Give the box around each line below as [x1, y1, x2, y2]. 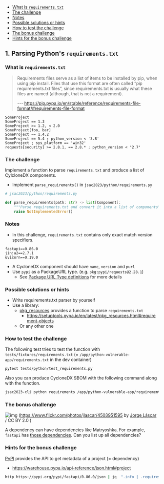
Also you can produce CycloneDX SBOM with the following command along [5, 375, 157, 381]
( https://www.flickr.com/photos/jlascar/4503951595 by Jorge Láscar [19, 412, 157, 418]
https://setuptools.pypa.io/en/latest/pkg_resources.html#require [26, 313, 156, 319]
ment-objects [26, 318, 54, 324]
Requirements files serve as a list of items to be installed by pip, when [17, 75, 158, 81]
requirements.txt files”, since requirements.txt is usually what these [17, 85, 152, 91]
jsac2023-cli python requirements [5, 390, 76, 395]
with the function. [5, 380, 41, 386]
